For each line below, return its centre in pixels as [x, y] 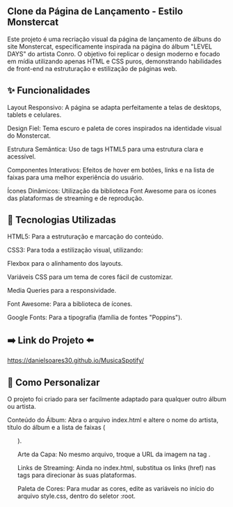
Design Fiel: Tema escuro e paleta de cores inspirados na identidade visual [114, 128]
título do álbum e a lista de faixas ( [56, 428]
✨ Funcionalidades [49, 91]
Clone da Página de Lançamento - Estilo [95, 11]
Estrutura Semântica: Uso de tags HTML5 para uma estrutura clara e [105, 149]
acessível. [22, 156]
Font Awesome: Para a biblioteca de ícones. [70, 304]
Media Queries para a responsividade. [62, 291]
